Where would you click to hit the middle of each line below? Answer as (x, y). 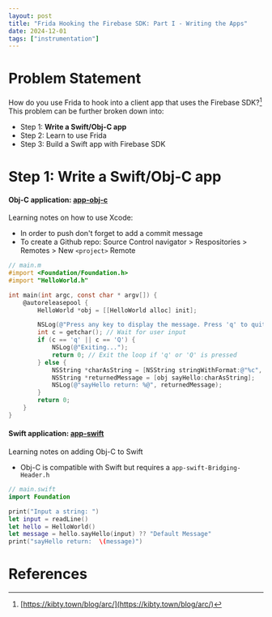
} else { (52, 362)
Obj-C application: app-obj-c (58, 199)
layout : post (30, 16)
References (48, 574)
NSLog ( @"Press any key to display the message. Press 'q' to (143, 325)
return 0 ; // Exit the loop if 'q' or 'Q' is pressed (144, 355)
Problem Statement (75, 79)
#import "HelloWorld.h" (49, 281)
